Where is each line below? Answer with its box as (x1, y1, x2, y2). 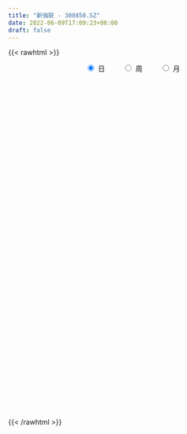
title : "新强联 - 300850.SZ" (8, 11, 101, 20)
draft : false (8, 26, 51, 34)
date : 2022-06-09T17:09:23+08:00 (8, 19, 118, 27)
